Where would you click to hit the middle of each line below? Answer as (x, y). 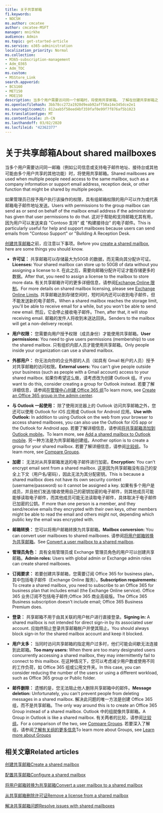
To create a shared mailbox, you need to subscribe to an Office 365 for (83, 585)
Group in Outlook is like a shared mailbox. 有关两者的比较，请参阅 (77, 717)
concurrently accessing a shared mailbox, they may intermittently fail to (83, 656)
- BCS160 (14, 87)
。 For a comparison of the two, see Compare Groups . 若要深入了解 (83, 724)
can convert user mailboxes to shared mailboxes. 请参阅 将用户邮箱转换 (83, 536)
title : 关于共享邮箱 (24, 10)
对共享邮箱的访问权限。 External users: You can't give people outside (81, 367)
